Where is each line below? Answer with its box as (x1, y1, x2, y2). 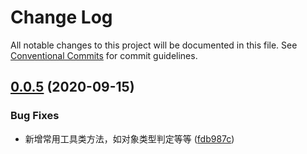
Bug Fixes (10, 109, 60, 123)
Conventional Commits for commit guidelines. (10, 49, 198, 61)
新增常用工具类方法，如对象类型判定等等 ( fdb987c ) (24, 132, 235, 145)
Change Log (10, 6, 113, 29)
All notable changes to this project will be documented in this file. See (10, 39, 298, 51)
